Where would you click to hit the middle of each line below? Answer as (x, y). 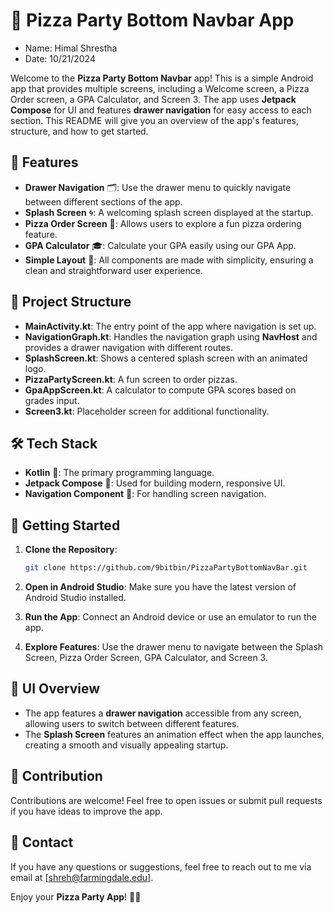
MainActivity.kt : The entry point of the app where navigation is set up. (170, 326)
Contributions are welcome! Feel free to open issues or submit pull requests (166, 800)
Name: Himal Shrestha (71, 48)
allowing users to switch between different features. (132, 723)
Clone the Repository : (71, 550)
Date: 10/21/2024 (60, 58)
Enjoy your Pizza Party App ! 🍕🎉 (76, 896)
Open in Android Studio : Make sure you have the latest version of (160, 587)
